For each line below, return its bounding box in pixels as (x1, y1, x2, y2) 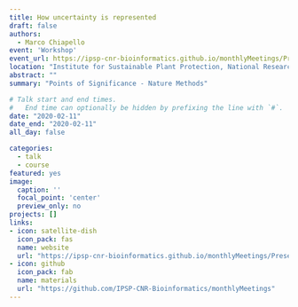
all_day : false (9, 128, 66, 138)
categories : (9, 144, 53, 153)
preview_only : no (17, 201, 82, 211)
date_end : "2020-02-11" (9, 120, 98, 129)
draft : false (9, 21, 58, 30)
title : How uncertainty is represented (9, 12, 157, 22)
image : (9, 177, 34, 186)
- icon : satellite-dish (9, 226, 98, 235)
